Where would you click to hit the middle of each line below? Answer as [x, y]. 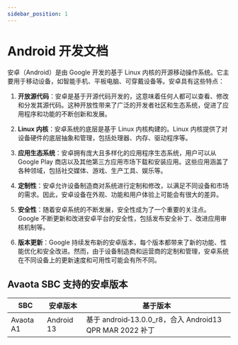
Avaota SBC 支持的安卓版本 [68, 284]
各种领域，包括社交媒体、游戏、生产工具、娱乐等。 [92, 170]
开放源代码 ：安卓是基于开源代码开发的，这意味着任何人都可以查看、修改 [123, 96]
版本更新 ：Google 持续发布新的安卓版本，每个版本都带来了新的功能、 [119, 242]
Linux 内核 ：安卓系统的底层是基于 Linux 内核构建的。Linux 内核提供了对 [123, 129]
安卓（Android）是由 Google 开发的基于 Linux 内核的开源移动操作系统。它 [115, 72]
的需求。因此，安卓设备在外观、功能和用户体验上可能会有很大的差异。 [120, 194]
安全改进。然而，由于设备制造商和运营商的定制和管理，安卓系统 [135, 251]
